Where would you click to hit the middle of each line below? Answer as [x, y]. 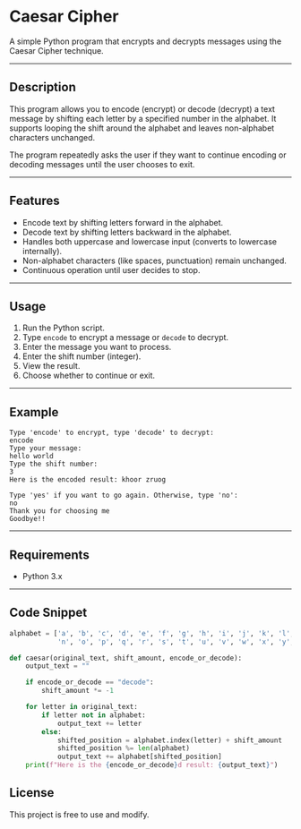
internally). [42, 251]
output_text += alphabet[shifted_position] [139, 757]
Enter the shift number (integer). [82, 356]
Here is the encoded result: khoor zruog [88, 480]
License [32, 793]
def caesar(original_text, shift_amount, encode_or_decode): [126, 658]
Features [34, 201]
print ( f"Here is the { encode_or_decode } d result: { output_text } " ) [152, 765]
